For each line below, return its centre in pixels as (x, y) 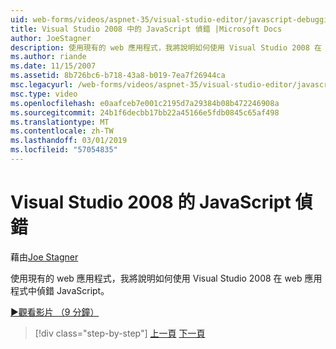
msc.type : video (44, 94)
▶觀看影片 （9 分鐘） (55, 312)
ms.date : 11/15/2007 (53, 66)
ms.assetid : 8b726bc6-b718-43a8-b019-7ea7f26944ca (118, 76)
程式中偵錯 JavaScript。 (60, 290)
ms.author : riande (48, 57)
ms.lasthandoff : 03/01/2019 (69, 141)
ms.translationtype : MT (60, 122)
